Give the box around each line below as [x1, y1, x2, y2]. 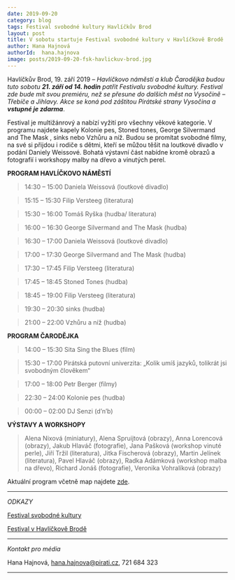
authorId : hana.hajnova [7, 50, 80, 57]
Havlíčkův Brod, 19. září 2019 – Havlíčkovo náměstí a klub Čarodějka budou [7, 75, 225, 83]
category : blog [7, 17, 52, 24]
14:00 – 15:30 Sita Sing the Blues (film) [24, 345, 136, 353]
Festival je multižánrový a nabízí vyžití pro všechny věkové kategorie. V [7, 118, 213, 127]
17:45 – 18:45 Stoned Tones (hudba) [24, 277, 128, 285]
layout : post [7, 29, 45, 37]
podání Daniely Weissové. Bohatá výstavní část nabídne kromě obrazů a [7, 148, 215, 156]
